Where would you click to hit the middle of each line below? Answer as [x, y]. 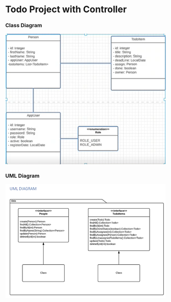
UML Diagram [22, 176]
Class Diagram [24, 26]
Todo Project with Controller [66, 9]
